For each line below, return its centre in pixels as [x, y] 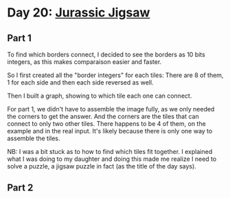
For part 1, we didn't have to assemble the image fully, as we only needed [111, 109]
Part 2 [20, 188]
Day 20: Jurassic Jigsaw [79, 13]
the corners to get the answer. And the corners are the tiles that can [103, 116]
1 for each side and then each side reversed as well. [80, 82]
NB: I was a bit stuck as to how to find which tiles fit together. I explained [110, 152]
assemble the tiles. [34, 138]
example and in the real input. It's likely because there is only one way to [110, 131]
